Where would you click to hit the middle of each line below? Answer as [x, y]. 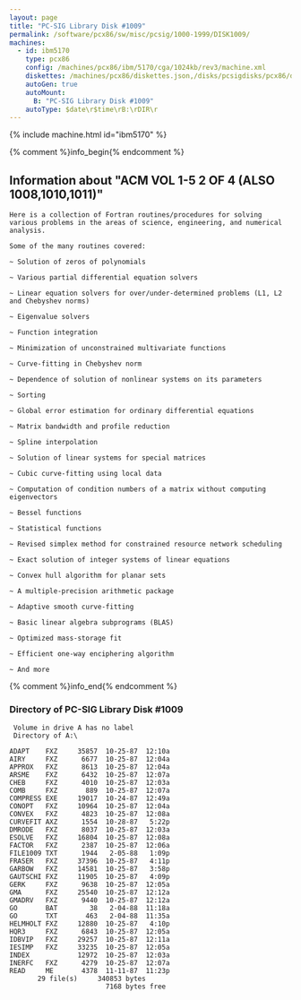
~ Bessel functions [46, 513]
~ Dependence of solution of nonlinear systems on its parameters [136, 380]
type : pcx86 [47, 59]
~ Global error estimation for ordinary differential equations [132, 411]
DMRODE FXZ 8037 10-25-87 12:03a [90, 830]
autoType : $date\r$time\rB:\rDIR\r [92, 109]
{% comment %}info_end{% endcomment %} [93, 686]
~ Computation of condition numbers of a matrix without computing [138, 489]
